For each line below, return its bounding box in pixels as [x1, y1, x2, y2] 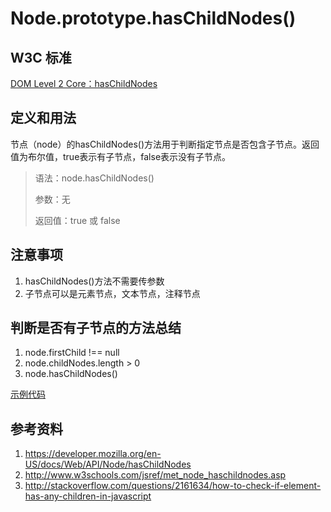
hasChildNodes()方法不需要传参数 [24, 275, 165, 287]
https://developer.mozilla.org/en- [24, 448, 162, 460]
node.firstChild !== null [24, 347, 120, 359]
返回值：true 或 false [34, 214, 121, 226]
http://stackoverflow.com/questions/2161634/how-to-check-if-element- [24, 480, 322, 492]
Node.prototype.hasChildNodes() [10, 7, 297, 30]
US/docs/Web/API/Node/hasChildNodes [24, 458, 192, 471]
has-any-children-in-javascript [24, 490, 152, 502]
